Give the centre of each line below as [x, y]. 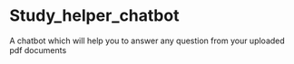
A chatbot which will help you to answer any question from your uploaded [147, 41]
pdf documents [38, 50]
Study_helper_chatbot [94, 16]
